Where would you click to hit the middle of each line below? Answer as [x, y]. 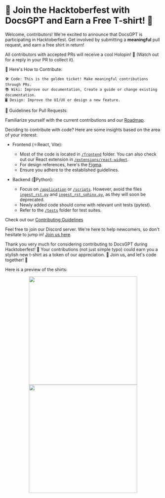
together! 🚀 [17, 260]
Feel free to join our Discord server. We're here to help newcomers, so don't [82, 229]
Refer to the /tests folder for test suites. [61, 210]
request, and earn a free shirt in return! [45, 45]
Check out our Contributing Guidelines [44, 219]
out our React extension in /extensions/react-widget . [74, 159]
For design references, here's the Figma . [61, 164]
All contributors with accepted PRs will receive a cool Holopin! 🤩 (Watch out [82, 54]
